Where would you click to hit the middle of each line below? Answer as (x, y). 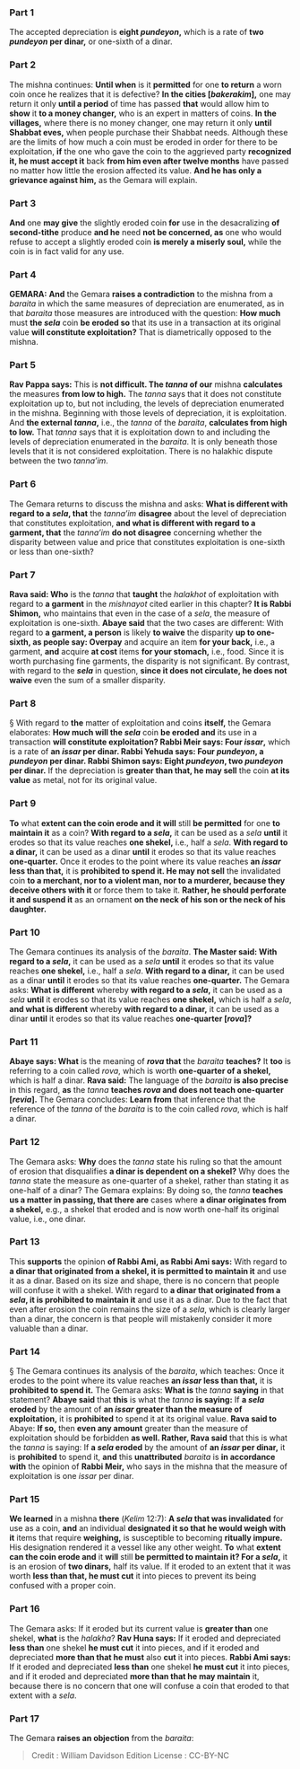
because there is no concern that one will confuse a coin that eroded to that (149, 1685)
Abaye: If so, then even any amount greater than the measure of (129, 1429)
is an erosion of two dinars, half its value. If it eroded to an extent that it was (150, 1567)
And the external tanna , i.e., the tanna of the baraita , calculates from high (148, 423)
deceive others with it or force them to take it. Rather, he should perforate (148, 890)
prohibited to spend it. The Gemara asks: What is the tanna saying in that (147, 1390)
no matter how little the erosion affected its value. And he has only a (136, 170)
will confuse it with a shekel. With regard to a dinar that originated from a (145, 1289)
